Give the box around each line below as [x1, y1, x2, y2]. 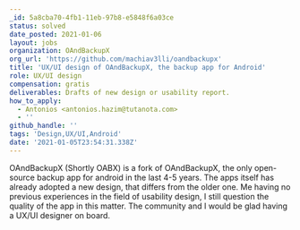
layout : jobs [9, 38, 58, 47]
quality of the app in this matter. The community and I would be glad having [9, 200, 288, 211]
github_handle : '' [9, 122, 78, 131]
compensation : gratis [9, 80, 90, 89]
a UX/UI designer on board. [9, 209, 110, 220]
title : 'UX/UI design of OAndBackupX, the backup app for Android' [9, 64, 267, 72]
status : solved [9, 21, 66, 30]
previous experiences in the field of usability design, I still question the [9, 191, 270, 201]
